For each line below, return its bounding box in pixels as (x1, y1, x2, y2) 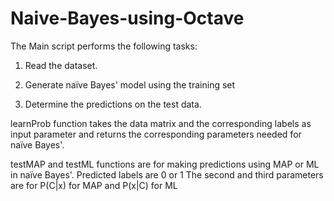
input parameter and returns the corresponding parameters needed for (10, 128, 302, 140)
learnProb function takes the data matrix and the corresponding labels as (10, 117, 312, 129)
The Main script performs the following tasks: (10, 40, 198, 52)
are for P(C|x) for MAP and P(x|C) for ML (10, 179, 178, 191)
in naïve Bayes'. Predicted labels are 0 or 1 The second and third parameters (10, 168, 324, 181)
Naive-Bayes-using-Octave (10, 7, 245, 30)
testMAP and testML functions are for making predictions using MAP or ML (10, 158, 320, 170)
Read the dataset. (24, 59, 98, 71)
